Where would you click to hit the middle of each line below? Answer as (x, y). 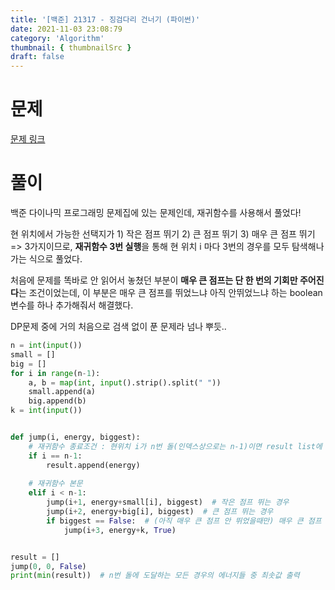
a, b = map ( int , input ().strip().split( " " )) (125, 382)
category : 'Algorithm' (57, 38)
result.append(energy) (93, 465)
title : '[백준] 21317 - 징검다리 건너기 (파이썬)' (105, 19)
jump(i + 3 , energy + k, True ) (120, 530)
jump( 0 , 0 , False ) (48, 566)
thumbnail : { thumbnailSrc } (71, 47)
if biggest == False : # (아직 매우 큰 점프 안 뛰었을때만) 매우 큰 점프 (184, 521)
